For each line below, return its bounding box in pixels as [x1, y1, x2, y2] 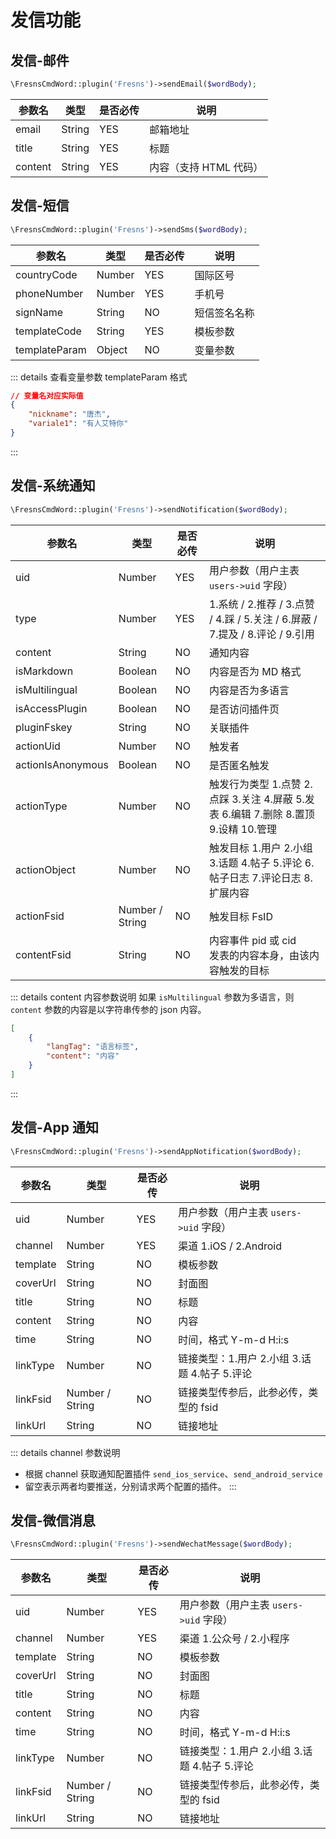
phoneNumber [15, 286, 84, 300]
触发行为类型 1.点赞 [208, 777, 302, 791]
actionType [15, 799, 68, 813]
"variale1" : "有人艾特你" [28, 419, 129, 429]
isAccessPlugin [15, 701, 88, 715]
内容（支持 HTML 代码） [149, 160, 264, 174]
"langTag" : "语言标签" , [46, 1042, 140, 1052]
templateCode [15, 324, 82, 338]
